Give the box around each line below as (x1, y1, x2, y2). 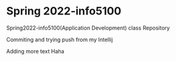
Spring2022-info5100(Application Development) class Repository (6, 24, 171, 31)
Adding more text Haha (6, 47, 65, 55)
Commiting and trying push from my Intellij (6, 36, 113, 43)
